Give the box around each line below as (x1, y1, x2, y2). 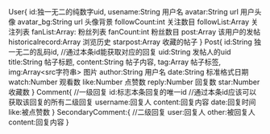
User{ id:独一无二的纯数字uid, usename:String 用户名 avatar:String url (8, 7, 239, 16)
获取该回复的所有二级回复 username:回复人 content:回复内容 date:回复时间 (8, 97, 256, 107)
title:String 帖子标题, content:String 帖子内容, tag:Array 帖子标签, (8, 57, 222, 67)
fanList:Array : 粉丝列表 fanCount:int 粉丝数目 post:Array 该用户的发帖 (31, 27, 261, 36)
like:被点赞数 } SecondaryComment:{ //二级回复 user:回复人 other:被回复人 (8, 108, 255, 116)
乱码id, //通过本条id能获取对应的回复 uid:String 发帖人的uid (35, 47, 231, 56)
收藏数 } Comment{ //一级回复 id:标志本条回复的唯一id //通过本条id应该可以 (8, 87, 256, 96)
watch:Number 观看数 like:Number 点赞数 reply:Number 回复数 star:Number (8, 77, 260, 87)
